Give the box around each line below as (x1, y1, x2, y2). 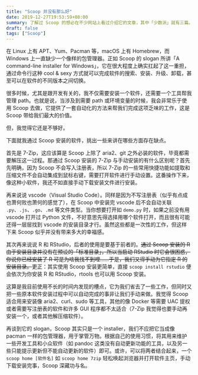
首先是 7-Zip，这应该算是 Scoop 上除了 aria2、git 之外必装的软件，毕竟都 (6, 149, 184, 156)
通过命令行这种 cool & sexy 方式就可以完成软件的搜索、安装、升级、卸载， (6, 70, 187, 77)
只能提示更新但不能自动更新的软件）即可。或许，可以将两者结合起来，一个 (11, 347, 192, 354)
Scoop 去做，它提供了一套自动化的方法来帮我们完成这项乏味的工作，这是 (12, 105, 190, 112)
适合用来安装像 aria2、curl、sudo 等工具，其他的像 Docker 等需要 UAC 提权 (6, 298, 190, 305)
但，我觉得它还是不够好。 (6, 125, 68, 132)
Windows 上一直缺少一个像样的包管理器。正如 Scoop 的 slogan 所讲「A (6, 55, 180, 62)
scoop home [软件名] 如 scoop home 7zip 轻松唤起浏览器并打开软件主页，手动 (6, 355, 190, 362)
